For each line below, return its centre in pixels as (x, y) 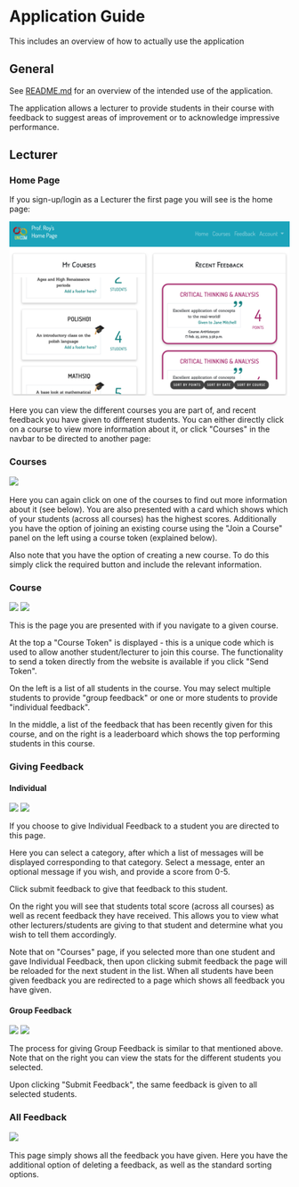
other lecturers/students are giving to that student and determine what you (146, 926)
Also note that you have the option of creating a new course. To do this (139, 555)
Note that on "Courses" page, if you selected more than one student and (142, 952)
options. (24, 1174)
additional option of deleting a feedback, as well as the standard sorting (141, 1165)
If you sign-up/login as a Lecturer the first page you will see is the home (141, 200)
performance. (34, 127)
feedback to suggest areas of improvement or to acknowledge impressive (145, 117)
